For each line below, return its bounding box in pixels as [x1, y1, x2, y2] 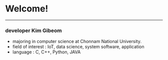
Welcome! [5, 3, 48, 14]
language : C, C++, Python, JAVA [12, 49, 81, 55]
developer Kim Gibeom [5, 27, 62, 34]
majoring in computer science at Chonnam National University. [12, 38, 141, 44]
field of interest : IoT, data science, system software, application [12, 43, 144, 50]
